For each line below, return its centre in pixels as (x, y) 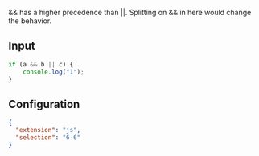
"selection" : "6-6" (48, 138)
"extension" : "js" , (48, 130)
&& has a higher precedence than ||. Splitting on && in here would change (130, 12)
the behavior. (30, 21)
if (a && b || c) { (41, 64)
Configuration (44, 104)
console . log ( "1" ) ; (53, 72)
